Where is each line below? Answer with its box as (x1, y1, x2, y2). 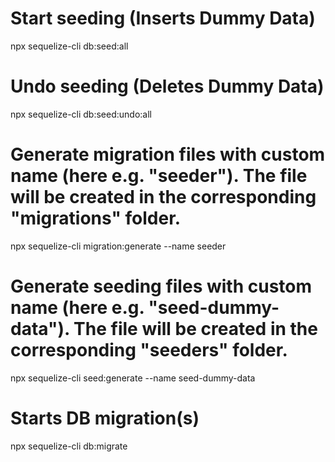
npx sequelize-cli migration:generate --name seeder (10, 240, 227, 252)
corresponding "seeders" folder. (10, 339, 288, 361)
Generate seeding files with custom (10, 275, 313, 297)
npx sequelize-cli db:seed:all (10, 40, 129, 52)
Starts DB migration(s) (10, 407, 200, 429)
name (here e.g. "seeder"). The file (10, 165, 308, 187)
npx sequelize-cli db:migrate (10, 440, 128, 452)
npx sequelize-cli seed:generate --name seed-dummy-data (10, 372, 256, 384)
